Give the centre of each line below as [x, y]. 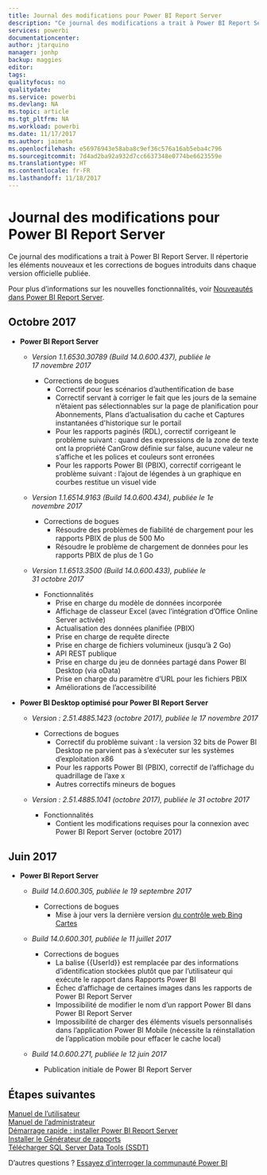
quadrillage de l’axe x [90, 775]
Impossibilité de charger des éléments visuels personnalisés [154, 1022]
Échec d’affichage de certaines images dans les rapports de [154, 988]
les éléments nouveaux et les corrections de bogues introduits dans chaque [132, 265]
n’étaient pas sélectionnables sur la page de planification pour [157, 405]
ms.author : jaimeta [41, 141]
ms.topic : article [39, 112]
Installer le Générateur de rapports [65, 1139]
